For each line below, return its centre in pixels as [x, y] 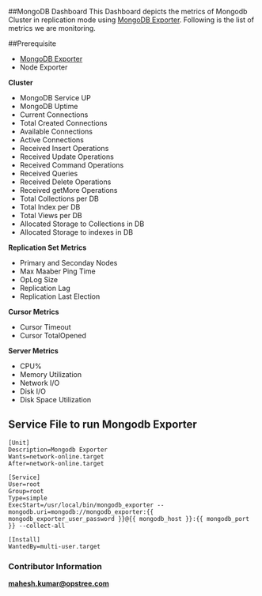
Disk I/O [32, 391]
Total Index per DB [50, 207]
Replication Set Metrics [47, 247]
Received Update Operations [67, 157]
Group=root [26, 491]
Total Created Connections [63, 123]
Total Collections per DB [59, 198]
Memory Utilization [50, 374]
